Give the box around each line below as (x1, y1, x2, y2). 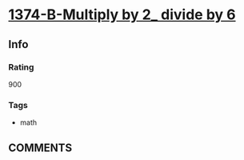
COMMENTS (8, 141, 73, 154)
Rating (8, 62, 34, 73)
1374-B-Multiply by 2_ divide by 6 (8, 6, 236, 24)
